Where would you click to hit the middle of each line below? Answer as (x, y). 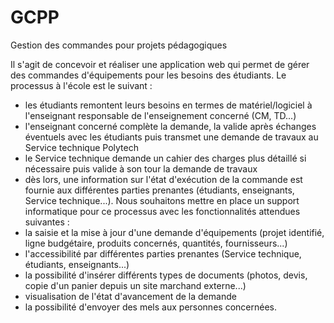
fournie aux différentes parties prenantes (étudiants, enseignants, (159, 190)
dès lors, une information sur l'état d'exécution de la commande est (163, 179)
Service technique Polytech (81, 147)
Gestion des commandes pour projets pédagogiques (119, 45)
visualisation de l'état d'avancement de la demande (130, 296)
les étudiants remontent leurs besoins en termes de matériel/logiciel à (168, 105)
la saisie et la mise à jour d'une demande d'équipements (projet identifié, (174, 232)
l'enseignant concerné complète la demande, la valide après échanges (170, 126)
